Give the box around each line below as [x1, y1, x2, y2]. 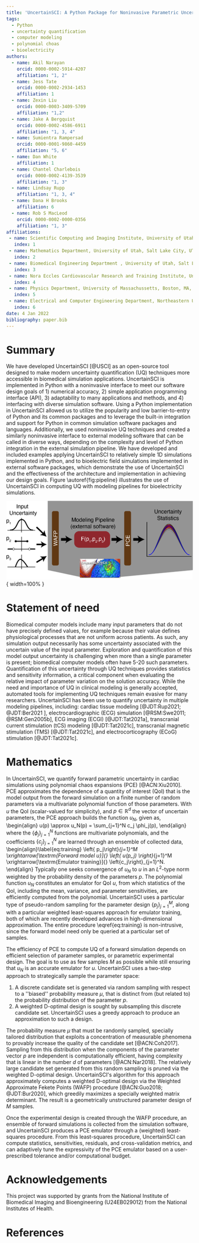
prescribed [6, 1152, 33, 1159]
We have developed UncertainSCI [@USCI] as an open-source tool [6, 363, 169, 370]
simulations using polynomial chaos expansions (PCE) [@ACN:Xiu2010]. [6, 781, 182, 788]
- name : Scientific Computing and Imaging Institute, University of [8, 235, 182, 241]
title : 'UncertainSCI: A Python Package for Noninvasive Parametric [6, 10, 179, 15]
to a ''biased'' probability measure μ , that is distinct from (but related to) [14, 990, 191, 997]
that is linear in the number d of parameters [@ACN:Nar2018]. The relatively [6, 1058, 191, 1065]
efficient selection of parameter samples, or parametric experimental [6, 952, 174, 959]
